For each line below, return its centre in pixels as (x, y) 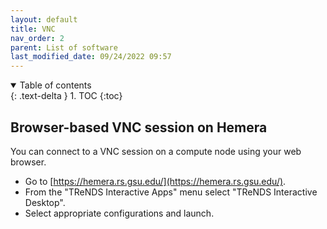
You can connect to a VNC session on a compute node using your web (156, 151)
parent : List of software (64, 47)
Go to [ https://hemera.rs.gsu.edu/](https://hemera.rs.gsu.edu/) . (155, 181)
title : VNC (33, 29)
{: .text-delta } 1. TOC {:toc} (66, 96)
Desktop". (45, 202)
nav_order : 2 (37, 38)
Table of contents (55, 85)
